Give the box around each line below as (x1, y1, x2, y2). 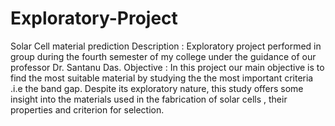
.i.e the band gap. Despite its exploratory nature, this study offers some (10, 82, 304, 94)
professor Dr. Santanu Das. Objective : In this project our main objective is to (10, 61, 325, 73)
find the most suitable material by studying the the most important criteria (10, 72, 314, 84)
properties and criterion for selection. (10, 103, 165, 116)
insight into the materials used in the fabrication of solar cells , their (10, 93, 288, 105)
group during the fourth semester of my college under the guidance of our (10, 50, 317, 62)
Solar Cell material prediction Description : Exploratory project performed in (10, 40, 322, 52)
